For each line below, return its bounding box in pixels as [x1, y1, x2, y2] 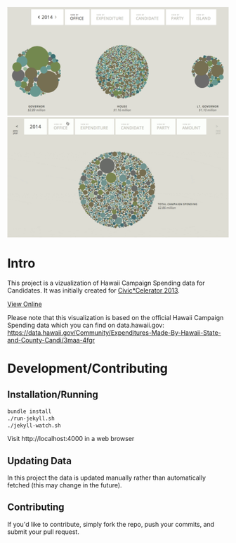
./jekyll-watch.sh [7, 422, 61, 429]
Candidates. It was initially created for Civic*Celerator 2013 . [7, 286, 181, 295]
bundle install [7, 408, 52, 415]
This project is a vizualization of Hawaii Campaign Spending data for [7, 279, 205, 288]
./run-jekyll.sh [7, 415, 55, 422]
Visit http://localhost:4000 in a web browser [7, 435, 135, 443]
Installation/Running [7, 388, 98, 400]
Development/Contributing [7, 361, 169, 376]
